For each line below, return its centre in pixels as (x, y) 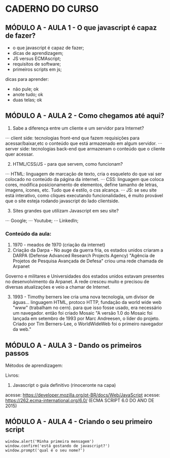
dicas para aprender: (27, 79)
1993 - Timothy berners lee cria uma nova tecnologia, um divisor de (83, 297)
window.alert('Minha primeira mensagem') (50, 441)
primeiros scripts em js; (37, 69)
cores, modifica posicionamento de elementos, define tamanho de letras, (82, 185)
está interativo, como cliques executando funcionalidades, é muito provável (84, 195)
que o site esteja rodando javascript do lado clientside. (62, 201)
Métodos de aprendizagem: (34, 365)
